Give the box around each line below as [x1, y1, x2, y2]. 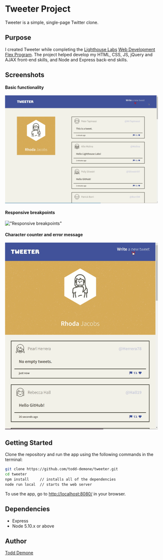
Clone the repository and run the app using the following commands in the [5, 452, 154, 458]
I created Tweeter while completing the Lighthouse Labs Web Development [5, 46, 155, 52]
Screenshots [5, 71, 45, 79]
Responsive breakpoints [5, 210, 55, 216]
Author [5, 537, 27, 545]
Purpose [5, 34, 32, 42]
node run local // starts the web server [5, 482, 92, 487]
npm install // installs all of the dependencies [5, 477, 116, 482]
